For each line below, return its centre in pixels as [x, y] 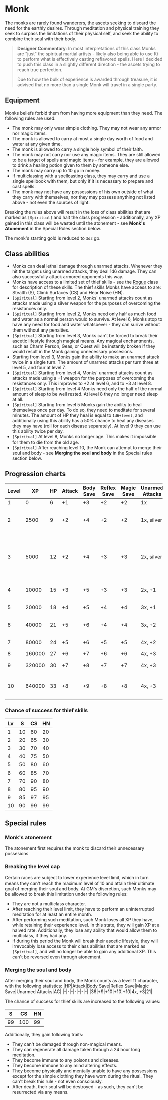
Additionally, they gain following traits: [44, 1034]
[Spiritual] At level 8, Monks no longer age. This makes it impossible [84, 436]
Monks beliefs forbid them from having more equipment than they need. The [84, 113]
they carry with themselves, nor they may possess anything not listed [84, 197]
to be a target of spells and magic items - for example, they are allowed [86, 160]
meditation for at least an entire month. [52, 914]
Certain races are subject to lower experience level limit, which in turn [77, 877]
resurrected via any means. [40, 1092]
